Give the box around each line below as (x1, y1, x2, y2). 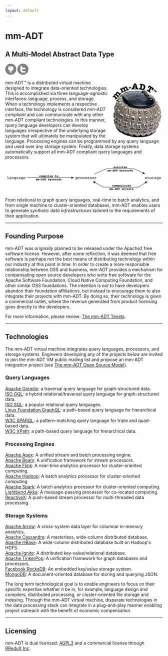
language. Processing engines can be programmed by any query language (5, 138, 159, 144)
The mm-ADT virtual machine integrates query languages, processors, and (5, 345, 159, 352)
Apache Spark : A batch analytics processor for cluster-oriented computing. (5, 484, 160, 490)
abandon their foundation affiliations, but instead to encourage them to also (5, 287, 161, 293)
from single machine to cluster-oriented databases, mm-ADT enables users (5, 202, 160, 208)
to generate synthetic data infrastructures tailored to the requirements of (5, 207, 155, 213)
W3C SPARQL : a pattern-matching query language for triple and (5, 417, 137, 423)
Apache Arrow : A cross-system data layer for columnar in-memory (5, 523, 143, 529)
